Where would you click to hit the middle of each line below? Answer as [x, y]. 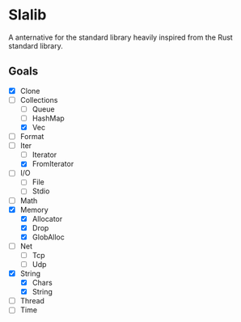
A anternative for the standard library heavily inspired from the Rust [120, 37]
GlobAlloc [48, 237]
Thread [32, 301]
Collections [39, 100]
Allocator [47, 218]
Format [32, 137]
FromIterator [53, 164]
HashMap [48, 118]
